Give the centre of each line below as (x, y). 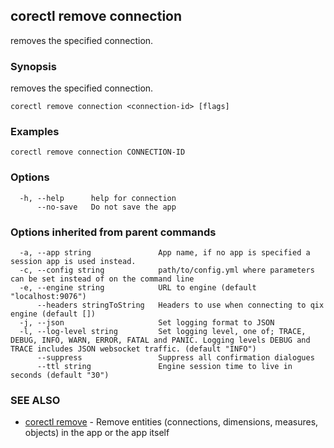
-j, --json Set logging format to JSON (147, 323)
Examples (35, 132)
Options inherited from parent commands (113, 232)
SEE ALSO (35, 400)
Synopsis (33, 66)
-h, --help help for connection (98, 198)
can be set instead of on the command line (102, 279)
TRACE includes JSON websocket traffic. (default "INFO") (133, 349)
